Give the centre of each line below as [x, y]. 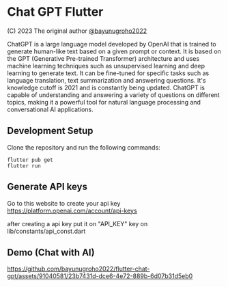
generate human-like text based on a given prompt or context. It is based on [114, 51]
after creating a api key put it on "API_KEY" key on [77, 223]
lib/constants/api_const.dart [46, 231]
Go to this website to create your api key [64, 203]
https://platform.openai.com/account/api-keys [72, 210]
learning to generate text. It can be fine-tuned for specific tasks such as [108, 73]
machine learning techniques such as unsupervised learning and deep [106, 66]
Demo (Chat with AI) [51, 252]
